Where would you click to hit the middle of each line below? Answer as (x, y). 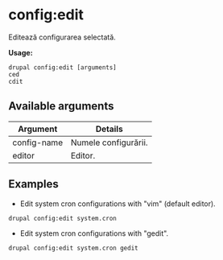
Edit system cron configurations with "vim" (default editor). (118, 204)
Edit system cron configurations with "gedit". (94, 233)
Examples (33, 184)
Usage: (21, 52)
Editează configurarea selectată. (62, 37)
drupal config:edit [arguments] (62, 67)
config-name (37, 142)
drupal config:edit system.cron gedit (73, 248)
